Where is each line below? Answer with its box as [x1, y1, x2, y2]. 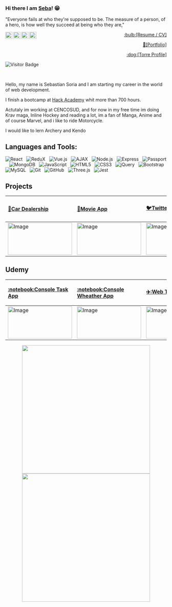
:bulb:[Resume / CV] [124, 32, 167, 38]
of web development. [5, 87, 50, 93]
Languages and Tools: [5, 142, 78, 151]
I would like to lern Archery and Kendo [5, 128, 86, 134]
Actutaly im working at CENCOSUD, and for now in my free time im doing [5, 107, 160, 113]
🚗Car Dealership [8, 205, 49, 212]
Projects [5, 182, 33, 190]
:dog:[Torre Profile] [126, 51, 167, 58]
